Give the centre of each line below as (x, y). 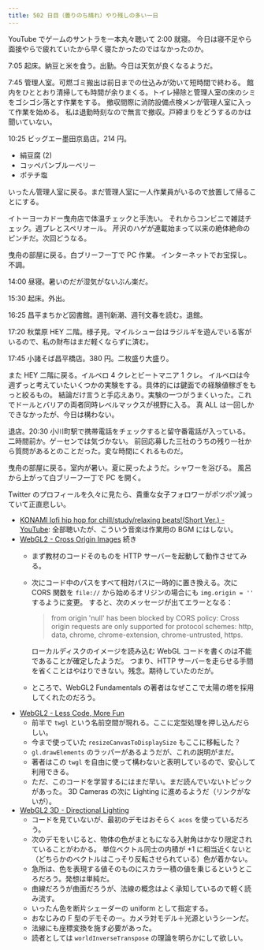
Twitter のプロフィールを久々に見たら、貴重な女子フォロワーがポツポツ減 (127, 494)
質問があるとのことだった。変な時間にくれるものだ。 (101, 451)
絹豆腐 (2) (36, 155)
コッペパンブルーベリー (58, 165)
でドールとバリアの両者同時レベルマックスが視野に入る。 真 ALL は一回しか (131, 404)
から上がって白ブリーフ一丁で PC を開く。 (77, 477)
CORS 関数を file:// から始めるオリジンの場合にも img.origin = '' (142, 592)
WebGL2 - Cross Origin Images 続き (78, 539)
